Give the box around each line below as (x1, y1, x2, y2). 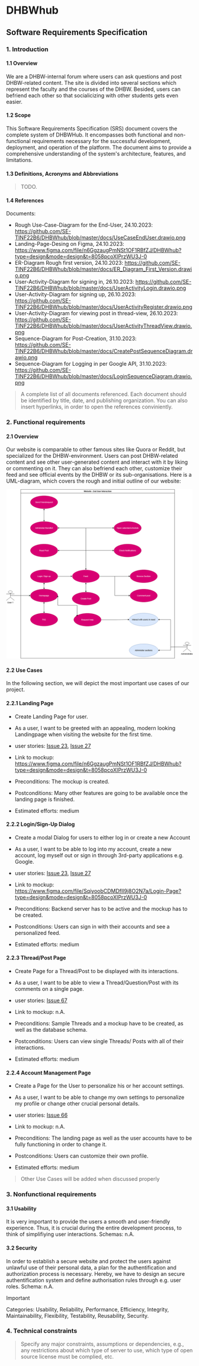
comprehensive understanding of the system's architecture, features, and (6, 150, 186, 157)
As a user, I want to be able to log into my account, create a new (14, 845, 172, 852)
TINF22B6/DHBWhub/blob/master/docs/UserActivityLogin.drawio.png (14, 284, 187, 291)
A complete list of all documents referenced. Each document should (20, 391, 187, 398)
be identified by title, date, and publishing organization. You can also (20, 397, 188, 404)
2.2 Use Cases (6, 666, 43, 674)
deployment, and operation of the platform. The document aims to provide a (6, 144, 191, 151)
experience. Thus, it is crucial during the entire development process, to (6, 1224, 182, 1232)
